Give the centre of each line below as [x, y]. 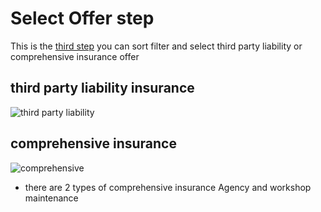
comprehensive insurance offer [75, 56]
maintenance [51, 198]
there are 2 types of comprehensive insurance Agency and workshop [168, 187]
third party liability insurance [102, 88]
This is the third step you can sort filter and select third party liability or [156, 46]
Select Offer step [82, 18]
